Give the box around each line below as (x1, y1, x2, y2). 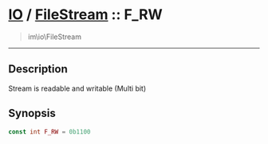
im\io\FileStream (27, 32, 82, 41)
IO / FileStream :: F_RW (8, 6, 164, 24)
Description (8, 62, 68, 76)
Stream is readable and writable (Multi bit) (8, 84, 147, 93)
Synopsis (8, 107, 56, 120)
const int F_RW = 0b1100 (8, 127, 91, 136)
